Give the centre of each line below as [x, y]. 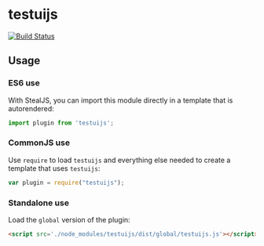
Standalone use [38, 203]
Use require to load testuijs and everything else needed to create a [119, 160]
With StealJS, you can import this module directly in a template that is [121, 100]
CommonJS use [39, 143]
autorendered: [31, 108]
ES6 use [24, 83]
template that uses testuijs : [54, 168]
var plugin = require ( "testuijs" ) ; [66, 183]
